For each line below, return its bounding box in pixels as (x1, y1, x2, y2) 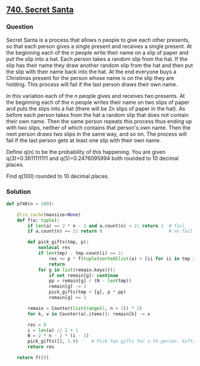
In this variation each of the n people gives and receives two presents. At (6, 92, 185, 99)
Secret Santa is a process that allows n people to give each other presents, (6, 36, 190, 44)
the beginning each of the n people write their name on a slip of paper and (6, 49, 189, 56)
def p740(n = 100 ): (6, 201, 55, 207)
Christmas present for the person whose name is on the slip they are (6, 74, 174, 81)
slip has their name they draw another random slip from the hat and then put (6, 61, 193, 69)
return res (27, 344, 55, 350)
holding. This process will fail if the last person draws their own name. (6, 81, 178, 88)
